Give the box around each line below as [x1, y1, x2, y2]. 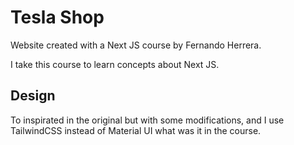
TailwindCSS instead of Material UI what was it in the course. [10, 124, 262, 136]
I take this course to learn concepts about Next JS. [10, 58, 220, 70]
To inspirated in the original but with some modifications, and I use [10, 114, 285, 126]
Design [10, 87, 56, 105]
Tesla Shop [10, 6, 105, 29]
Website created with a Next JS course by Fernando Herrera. [10, 39, 262, 51]
